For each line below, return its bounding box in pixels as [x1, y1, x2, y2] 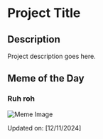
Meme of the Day [7, 72, 85, 84]
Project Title [7, 5, 81, 21]
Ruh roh [7, 94, 36, 104]
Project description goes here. [7, 52, 96, 60]
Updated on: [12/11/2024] [7, 123, 82, 132]
